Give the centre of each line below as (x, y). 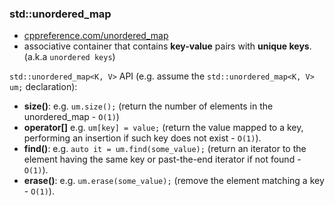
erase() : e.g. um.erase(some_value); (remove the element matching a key (174, 181)
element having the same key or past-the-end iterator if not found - (162, 159)
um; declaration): (43, 87)
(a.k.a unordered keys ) (69, 57)
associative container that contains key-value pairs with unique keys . (167, 46)
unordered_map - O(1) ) (71, 117)
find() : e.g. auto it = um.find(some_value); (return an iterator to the (165, 149)
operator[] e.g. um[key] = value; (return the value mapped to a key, (163, 128)
